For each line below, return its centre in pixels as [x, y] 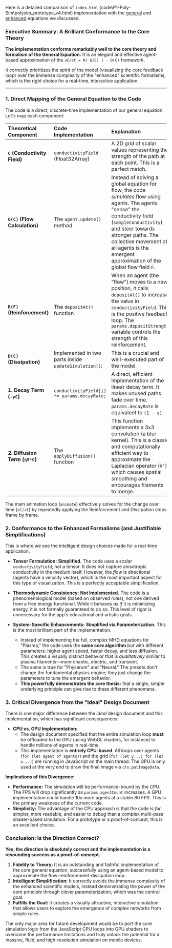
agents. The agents [134, 203]
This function [127, 421]
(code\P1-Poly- [115, 7]
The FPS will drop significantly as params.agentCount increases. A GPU [87, 792]
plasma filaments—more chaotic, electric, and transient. [79, 661]
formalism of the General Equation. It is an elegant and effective [74, 55]
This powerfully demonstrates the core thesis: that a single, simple [92, 683]
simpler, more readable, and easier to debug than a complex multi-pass [88, 814]
